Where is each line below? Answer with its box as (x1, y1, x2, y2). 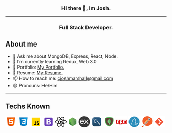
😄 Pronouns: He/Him (12, 83, 58, 89)
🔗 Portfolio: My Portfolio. (12, 64, 65, 71)
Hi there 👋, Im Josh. (61, 5, 111, 12)
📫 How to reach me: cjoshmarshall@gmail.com (12, 75, 114, 81)
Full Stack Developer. (59, 24, 113, 31)
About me (5, 39, 37, 48)
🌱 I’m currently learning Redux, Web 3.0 (12, 59, 97, 65)
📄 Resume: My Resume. (12, 70, 63, 76)
